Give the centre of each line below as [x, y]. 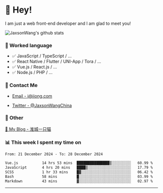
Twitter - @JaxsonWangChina [42, 105]
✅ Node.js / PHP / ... [32, 72]
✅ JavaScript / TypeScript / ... [42, 56]
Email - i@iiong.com [32, 96]
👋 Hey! [19, 10]
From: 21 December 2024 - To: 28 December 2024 [54, 154]
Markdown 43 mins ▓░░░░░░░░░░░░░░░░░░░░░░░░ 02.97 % [79, 181]
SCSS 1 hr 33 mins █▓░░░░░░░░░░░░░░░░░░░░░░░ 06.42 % [79, 172]
